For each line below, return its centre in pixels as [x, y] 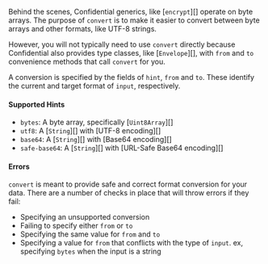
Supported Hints [37, 104]
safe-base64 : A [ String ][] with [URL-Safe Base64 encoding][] [121, 148]
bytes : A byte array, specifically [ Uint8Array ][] [96, 122]
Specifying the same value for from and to [90, 234]
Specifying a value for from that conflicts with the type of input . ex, [132, 243]
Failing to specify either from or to [76, 226]
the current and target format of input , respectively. [94, 86]
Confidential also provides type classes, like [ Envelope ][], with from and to [131, 53]
